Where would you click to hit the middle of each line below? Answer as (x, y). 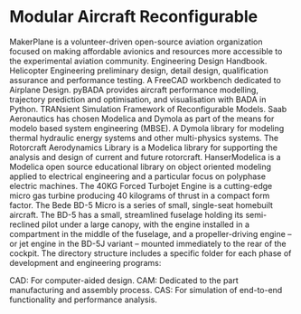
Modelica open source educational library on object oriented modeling (141, 167)
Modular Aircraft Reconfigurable (134, 17)
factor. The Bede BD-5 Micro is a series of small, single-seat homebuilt (141, 205)
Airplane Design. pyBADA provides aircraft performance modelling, (134, 90)
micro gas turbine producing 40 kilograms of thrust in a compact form (140, 195)
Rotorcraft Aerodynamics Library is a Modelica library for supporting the (144, 147)
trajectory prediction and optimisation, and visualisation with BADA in (138, 99)
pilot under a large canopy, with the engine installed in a (146, 224)
